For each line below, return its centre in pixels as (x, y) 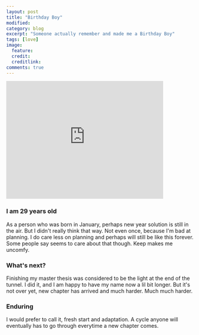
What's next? (26, 265)
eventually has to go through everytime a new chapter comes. (82, 326)
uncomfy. (18, 249)
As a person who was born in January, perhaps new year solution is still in (98, 224)
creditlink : (27, 62)
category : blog (25, 28)
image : (14, 45)
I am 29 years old (32, 211)
